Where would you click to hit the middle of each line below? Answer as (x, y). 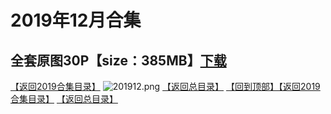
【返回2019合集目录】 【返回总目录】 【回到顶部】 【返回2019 (165, 86)
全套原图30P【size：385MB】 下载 (118, 60)
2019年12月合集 (76, 20)
